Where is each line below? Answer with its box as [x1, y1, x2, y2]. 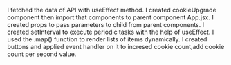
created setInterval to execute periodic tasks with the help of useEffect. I [7, 28, 214, 36]
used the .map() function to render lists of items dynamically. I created [7, 35, 207, 44]
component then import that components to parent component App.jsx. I [7, 13, 214, 21]
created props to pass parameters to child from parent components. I [7, 21, 205, 28]
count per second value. [7, 50, 77, 58]
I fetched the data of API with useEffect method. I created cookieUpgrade [7, 6, 216, 14]
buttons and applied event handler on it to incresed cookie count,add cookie [7, 43, 225, 50]
